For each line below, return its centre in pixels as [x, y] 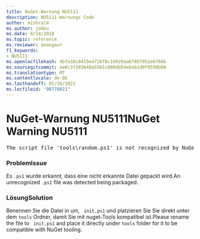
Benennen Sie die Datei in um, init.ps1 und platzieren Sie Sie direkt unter [98, 211]
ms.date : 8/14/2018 [30, 34]
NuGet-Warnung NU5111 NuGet [83, 119]
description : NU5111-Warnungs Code [50, 17]
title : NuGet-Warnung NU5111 [42, 12]
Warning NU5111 [47, 131]
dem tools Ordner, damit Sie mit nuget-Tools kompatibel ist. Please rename [98, 217]
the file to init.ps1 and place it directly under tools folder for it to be [92, 224]
